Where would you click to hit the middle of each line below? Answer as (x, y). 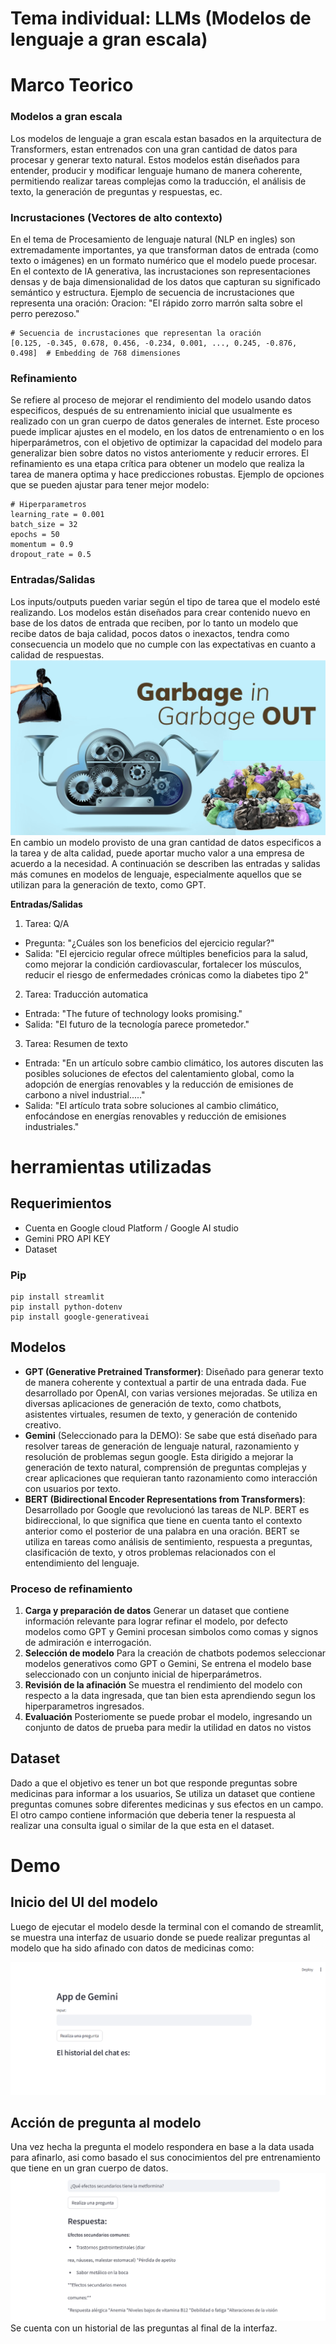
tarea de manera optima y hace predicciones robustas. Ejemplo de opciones (167, 474)
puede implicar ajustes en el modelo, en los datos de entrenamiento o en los (167, 432)
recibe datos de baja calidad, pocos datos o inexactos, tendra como (150, 633)
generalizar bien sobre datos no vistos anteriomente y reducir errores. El (159, 453)
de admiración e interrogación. (88, 1643)
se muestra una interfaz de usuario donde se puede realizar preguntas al (160, 1937)
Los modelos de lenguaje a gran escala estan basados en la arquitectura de (166, 138)
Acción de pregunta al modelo (106, 2123)
